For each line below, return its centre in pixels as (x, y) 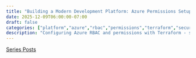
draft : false (22, 22)
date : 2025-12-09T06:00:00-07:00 (47, 17)
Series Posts (21, 49)
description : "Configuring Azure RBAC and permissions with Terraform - (96, 33)
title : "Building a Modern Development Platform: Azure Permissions (91, 11)
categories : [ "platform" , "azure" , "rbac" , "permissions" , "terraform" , (91, 28)
